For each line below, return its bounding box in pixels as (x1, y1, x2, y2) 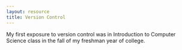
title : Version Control (6, 14, 66, 20)
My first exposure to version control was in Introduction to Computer (6, 30, 176, 37)
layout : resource (6, 8, 50, 15)
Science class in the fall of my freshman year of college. (6, 37, 145, 44)
